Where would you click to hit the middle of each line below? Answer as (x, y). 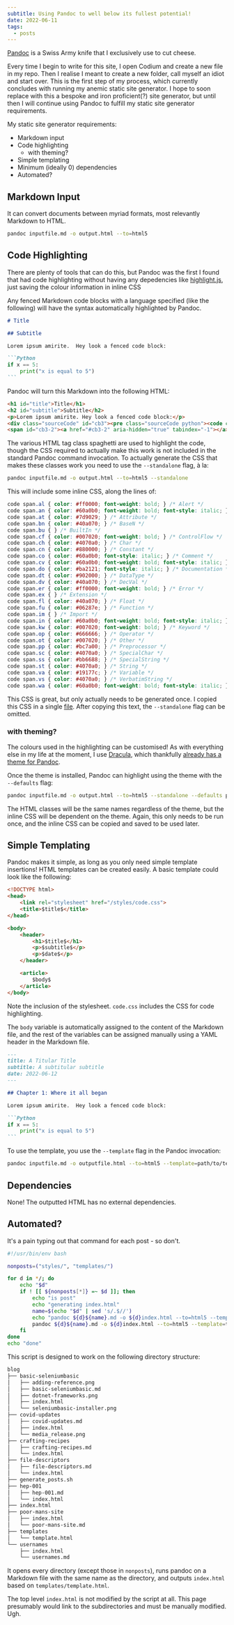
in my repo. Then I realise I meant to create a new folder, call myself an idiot (116, 74)
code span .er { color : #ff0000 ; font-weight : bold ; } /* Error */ (106, 588)
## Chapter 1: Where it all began (57, 1093)
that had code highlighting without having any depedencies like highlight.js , (115, 279)
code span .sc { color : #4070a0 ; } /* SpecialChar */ (85, 653)
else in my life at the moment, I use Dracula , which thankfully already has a (114, 754)
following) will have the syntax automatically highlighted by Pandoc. (104, 308)
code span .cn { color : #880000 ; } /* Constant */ (81, 550)
